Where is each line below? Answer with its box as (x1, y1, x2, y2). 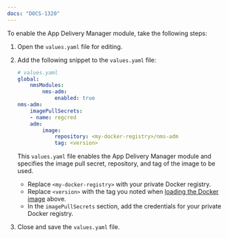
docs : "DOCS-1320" (7, 10, 60, 17)
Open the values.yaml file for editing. (17, 42, 123, 50)
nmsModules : (30, 82, 64, 89)
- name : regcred (30, 114, 77, 121)
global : (17, 75, 39, 83)
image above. (27, 195, 67, 204)
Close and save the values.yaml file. (17, 223, 120, 231)
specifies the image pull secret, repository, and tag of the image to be (17, 159, 216, 168)
